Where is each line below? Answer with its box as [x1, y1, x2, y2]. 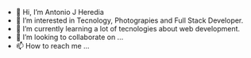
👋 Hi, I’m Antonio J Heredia [15, 8, 105, 16]
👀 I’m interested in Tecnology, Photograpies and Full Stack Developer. [15, 16, 244, 25]
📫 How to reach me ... [15, 42, 90, 50]
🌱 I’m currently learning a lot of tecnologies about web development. [15, 24, 241, 33]
